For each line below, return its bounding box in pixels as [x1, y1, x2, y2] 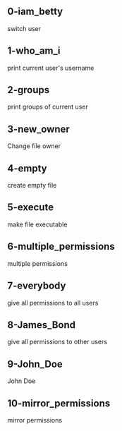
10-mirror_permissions [7, 397, 111, 409]
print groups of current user [7, 102, 88, 111]
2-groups [7, 84, 50, 96]
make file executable [7, 220, 68, 229]
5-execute [7, 201, 54, 214]
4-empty [7, 162, 47, 174]
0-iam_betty [7, 6, 63, 18]
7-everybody [7, 280, 66, 292]
